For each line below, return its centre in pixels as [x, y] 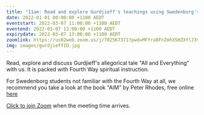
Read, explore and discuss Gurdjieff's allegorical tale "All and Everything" [98, 63]
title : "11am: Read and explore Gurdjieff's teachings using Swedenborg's [103, 12]
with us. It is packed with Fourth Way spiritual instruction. [78, 69]
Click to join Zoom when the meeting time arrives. [68, 105]
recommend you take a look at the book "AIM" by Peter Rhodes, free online [100, 87]
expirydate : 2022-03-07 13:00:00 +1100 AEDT [63, 34]
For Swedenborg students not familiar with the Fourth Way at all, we [91, 81]
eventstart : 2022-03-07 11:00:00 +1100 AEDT [63, 23]
